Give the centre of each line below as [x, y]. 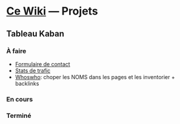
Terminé [19, 115]
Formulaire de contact [43, 64]
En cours [20, 99]
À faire [16, 51]
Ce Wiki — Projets [52, 11]
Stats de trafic [33, 71]
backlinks [27, 83]
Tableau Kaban [35, 34]
